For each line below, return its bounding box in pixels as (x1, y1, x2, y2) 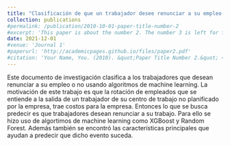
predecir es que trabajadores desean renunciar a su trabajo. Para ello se (7, 109, 211, 117)
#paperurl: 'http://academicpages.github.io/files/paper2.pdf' (7, 48, 192, 55)
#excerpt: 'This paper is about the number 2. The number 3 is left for (7, 29, 219, 36)
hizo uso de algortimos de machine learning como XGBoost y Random (7, 117, 205, 125)
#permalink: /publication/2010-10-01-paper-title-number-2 (7, 23, 179, 29)
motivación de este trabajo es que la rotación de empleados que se (7, 87, 197, 96)
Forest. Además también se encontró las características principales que (7, 123, 210, 132)
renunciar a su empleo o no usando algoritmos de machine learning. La (7, 80, 208, 89)
